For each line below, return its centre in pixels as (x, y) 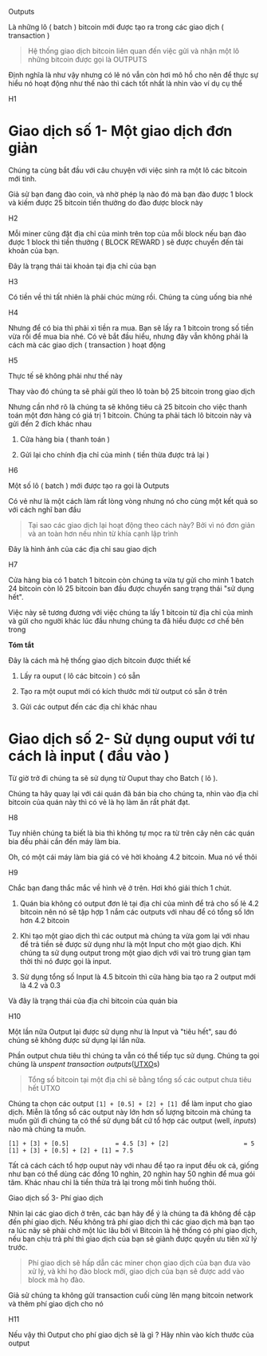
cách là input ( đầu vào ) (89, 756)
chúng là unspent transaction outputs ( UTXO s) (84, 1064)
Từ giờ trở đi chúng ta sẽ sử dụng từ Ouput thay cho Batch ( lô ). (113, 778)
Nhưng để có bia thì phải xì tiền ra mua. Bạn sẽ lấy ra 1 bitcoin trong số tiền (131, 327)
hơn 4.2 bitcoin (45, 920)
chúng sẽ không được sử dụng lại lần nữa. (77, 1040)
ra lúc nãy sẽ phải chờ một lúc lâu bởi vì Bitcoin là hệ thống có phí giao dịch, (133, 1230)
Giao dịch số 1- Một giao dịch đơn (120, 131)
